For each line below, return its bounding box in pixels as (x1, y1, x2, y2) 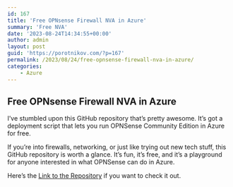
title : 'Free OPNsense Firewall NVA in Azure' (7, 17, 147, 24)
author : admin (7, 37, 49, 44)
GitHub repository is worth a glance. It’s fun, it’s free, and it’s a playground (7, 150, 222, 159)
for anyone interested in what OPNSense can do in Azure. (7, 158, 175, 167)
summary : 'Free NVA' (7, 23, 68, 30)
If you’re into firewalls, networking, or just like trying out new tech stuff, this (7, 143, 227, 152)
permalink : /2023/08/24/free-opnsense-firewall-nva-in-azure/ (7, 56, 194, 64)
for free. (7, 129, 31, 138)
